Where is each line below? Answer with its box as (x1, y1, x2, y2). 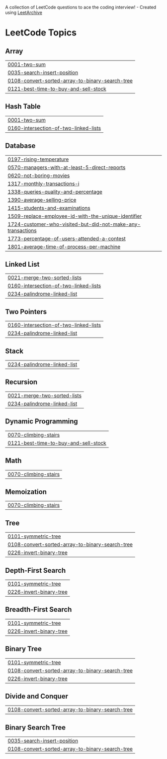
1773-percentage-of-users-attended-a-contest (7, 235, 126, 242)
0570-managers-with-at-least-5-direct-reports (7, 164, 126, 171)
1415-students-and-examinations (7, 204, 90, 211)
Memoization (5, 487, 47, 496)
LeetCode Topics (5, 27, 77, 38)
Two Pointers (5, 307, 47, 316)
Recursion (5, 378, 38, 386)
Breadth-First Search (5, 605, 72, 614)
